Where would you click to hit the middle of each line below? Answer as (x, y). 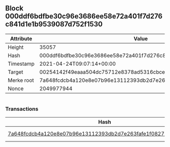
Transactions (22, 109)
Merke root (21, 80)
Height (16, 47)
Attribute (21, 39)
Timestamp (21, 64)
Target (16, 72)
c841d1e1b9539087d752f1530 (54, 24)
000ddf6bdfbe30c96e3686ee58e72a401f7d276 (84, 17)
